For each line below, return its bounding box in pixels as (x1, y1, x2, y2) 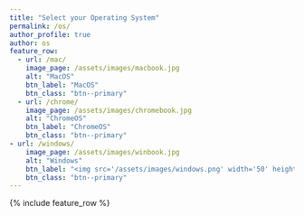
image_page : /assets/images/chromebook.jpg (25, 106, 193, 115)
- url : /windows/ (9, 139, 75, 148)
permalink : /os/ (9, 22, 71, 31)
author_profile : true (9, 30, 91, 39)
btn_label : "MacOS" (25, 80, 100, 89)
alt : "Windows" (25, 155, 83, 165)
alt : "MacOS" (25, 72, 75, 81)
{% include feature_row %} (9, 198, 110, 209)
